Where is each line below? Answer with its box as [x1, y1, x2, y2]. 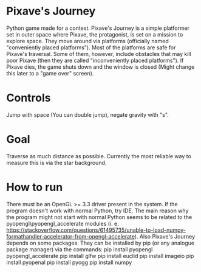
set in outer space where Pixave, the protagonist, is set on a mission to [6, 30, 183, 38]
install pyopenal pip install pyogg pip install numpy [6, 259, 132, 266]
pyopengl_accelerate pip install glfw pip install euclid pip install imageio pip [6, 252, 194, 259]
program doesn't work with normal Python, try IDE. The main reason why [6, 207, 189, 214]
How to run [6, 181, 63, 194]
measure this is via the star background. [6, 159, 107, 166]
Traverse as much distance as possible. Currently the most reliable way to [6, 152, 191, 159]
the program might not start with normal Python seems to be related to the [6, 213, 192, 220]
